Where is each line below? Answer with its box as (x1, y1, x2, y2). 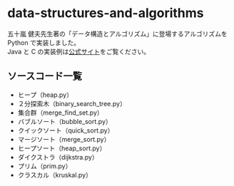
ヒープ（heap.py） (17, 91, 73, 99)
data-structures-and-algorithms (7, 5, 205, 21)
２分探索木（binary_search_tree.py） (17, 99, 126, 108)
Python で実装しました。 (7, 38, 81, 47)
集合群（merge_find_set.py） (17, 108, 103, 117)
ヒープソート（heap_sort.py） (17, 144, 106, 153)
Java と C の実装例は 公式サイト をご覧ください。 (7, 47, 151, 56)
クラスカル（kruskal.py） (17, 170, 93, 179)
